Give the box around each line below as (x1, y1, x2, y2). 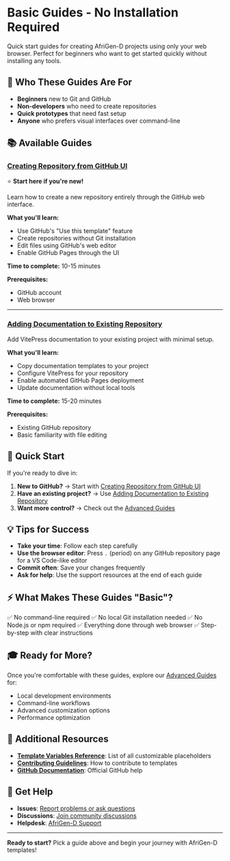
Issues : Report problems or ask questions (16, 804, 136, 812)
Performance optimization (16, 713, 91, 721)
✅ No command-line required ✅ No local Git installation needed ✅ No (7, 614, 203, 622)
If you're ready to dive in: (7, 468, 78, 477)
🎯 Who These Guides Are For (7, 77, 132, 88)
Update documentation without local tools (16, 383, 136, 391)
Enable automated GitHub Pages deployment (16, 376, 144, 385)
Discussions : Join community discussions (16, 811, 137, 820)
